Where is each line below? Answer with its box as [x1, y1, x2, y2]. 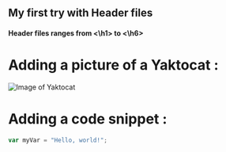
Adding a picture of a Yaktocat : [8, 56, 219, 74]
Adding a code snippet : [8, 110, 168, 128]
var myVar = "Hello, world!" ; [8, 136, 108, 144]
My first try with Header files [8, 6, 153, 20]
